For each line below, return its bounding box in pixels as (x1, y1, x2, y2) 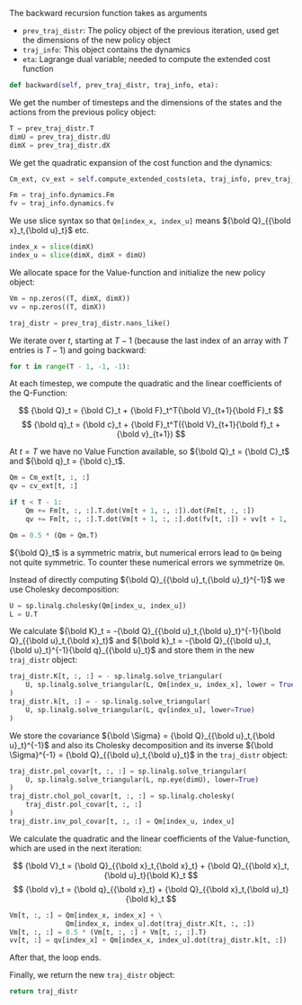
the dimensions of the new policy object (22, 35, 171, 45)
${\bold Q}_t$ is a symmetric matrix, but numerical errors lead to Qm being (9, 547, 282, 557)
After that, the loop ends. (9, 952, 102, 963)
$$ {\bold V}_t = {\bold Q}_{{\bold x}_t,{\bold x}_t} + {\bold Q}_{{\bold (13, 860, 271, 871)
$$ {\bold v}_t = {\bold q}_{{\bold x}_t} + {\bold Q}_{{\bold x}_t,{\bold (13, 883, 270, 894)
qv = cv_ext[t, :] (9, 482, 78, 491)
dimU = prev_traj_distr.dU (9, 132, 111, 141)
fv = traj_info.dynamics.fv (9, 199, 115, 208)
